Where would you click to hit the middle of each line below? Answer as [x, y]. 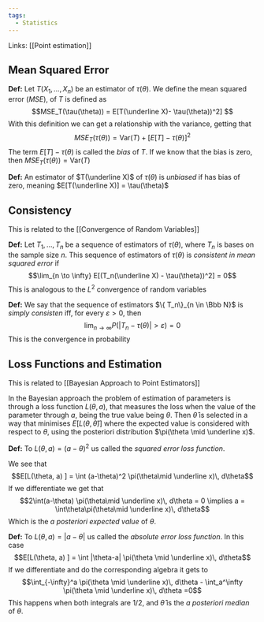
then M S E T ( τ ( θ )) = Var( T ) [49, 161]
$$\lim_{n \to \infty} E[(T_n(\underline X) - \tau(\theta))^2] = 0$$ [132, 275]
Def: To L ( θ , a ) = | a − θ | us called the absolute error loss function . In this [126, 536]
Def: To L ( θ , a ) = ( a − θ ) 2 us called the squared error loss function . [117, 448]
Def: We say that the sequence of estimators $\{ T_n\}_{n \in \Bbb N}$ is [126, 304]
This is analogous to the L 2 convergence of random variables [108, 289]
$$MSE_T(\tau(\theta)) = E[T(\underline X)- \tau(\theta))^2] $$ [132, 112]
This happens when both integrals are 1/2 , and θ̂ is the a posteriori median [129, 602]
